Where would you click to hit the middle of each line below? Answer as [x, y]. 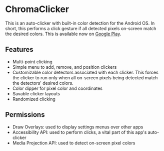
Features [19, 49]
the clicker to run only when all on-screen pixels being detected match [85, 78]
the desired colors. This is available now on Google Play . [63, 34]
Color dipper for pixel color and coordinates [57, 88]
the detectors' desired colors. [43, 83]
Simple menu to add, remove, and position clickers [64, 67]
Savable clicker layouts [36, 93]
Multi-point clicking [32, 62]
